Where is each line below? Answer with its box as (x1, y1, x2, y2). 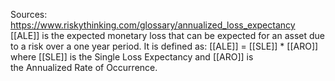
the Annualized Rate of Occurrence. (10, 62, 158, 73)
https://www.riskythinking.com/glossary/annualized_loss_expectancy (10, 19, 296, 31)
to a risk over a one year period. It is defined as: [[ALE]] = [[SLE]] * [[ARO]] (10, 40, 319, 52)
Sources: (10, 9, 48, 20)
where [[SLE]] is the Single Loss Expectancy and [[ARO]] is (10, 51, 254, 63)
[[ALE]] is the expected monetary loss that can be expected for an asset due (10, 30, 325, 41)
